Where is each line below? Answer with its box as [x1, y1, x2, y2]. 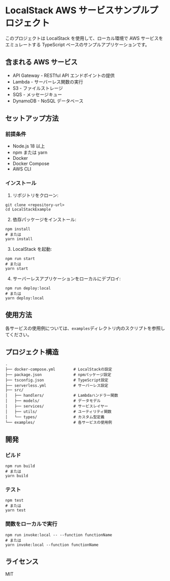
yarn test [5, 508, 26, 513]
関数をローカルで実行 [5, 520, 57, 528]
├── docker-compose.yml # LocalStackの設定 [5, 367, 113, 372]
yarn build [5, 474, 28, 479]
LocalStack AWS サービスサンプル [5, 5, 150, 16]
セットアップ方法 [5, 114, 59, 123]
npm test [5, 498, 24, 503]
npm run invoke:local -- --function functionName [5, 532, 113, 537]
